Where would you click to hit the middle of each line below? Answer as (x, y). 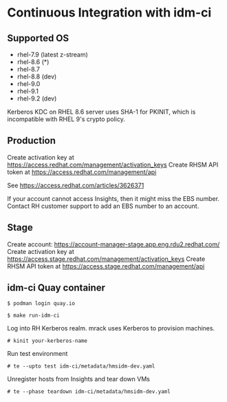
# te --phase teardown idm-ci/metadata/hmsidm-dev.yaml (89, 392)
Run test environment (37, 354)
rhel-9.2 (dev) (37, 98)
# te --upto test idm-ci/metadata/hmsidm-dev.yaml (81, 366)
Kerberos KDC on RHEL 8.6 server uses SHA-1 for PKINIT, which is (101, 112)
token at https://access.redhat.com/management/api (82, 172)
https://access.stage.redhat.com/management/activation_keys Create (106, 259)
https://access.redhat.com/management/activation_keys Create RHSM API (113, 165)
